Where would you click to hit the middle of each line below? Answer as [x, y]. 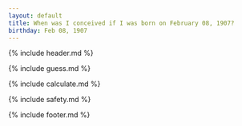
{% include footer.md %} [49, 115]
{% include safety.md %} [50, 100]
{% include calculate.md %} [54, 84]
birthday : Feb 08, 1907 [48, 30]
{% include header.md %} [51, 53]
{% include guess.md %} [49, 69]
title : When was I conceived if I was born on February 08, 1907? [121, 23]
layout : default [35, 16]
